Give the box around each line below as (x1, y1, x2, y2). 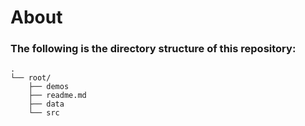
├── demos (28, 82, 70, 92)
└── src (28, 108, 60, 118)
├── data (28, 99, 65, 110)
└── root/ (10, 73, 52, 83)
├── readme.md (28, 91, 87, 101)
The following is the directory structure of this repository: (10, 42, 297, 56)
